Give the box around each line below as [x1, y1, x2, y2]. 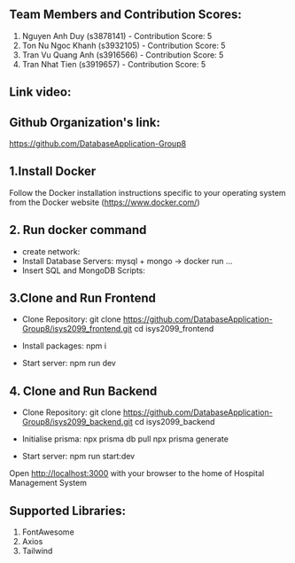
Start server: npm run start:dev [21, 451, 136, 462]
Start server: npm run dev [21, 358, 117, 369]
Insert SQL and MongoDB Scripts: [21, 265, 146, 276]
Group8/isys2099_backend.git [21, 417, 133, 427]
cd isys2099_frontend [134, 324, 214, 334]
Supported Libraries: [9, 503, 127, 518]
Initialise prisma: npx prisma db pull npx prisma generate [21, 434, 229, 444]
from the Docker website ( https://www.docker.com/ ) [9, 197, 201, 207]
